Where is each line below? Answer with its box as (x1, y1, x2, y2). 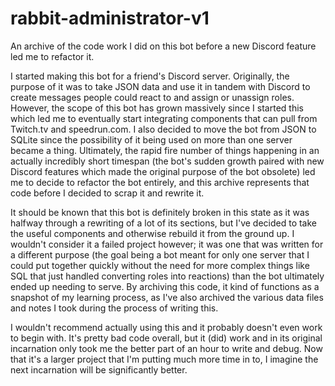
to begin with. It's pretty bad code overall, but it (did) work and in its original (10, 332, 323, 344)
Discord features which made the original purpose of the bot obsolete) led (10, 165, 316, 177)
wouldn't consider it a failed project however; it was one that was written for (10, 238, 324, 250)
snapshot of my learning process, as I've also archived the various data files (10, 291, 324, 303)
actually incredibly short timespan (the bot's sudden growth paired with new (10, 155, 325, 167)
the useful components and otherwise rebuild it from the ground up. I (10, 227, 295, 239)
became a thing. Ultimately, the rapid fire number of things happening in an (10, 144, 320, 156)
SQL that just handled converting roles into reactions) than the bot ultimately (10, 270, 325, 282)
